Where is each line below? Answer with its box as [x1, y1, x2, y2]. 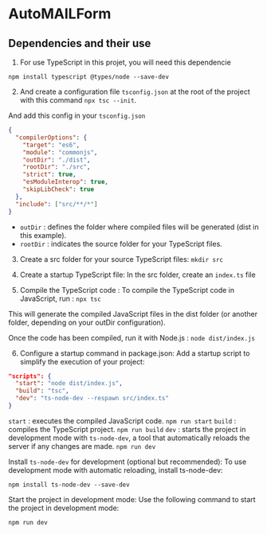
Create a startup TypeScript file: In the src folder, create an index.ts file [19, 270, 257, 279]
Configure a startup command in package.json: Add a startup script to [19, 348, 250, 358]
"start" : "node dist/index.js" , [15, 380, 124, 388]
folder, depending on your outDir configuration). [8, 318, 166, 327]
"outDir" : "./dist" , [22, 156, 91, 164]
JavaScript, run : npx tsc [19, 294, 101, 303]
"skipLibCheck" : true [22, 185, 94, 193]
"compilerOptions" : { [15, 133, 88, 142]
